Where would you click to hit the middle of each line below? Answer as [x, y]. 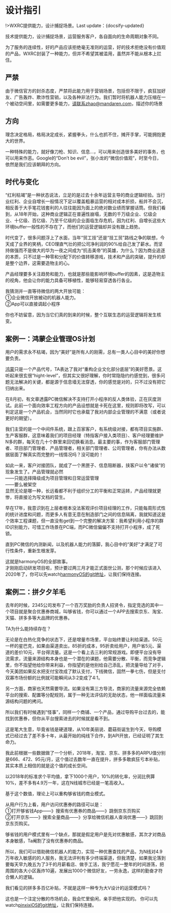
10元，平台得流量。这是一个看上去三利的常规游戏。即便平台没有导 [92, 652]
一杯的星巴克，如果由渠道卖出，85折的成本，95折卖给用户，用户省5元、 [81, 646]
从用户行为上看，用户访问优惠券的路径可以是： [54, 804]
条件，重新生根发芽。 [36, 551]
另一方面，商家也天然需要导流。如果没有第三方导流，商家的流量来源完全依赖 [85, 689]
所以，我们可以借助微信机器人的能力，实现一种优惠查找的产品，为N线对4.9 [84, 852]
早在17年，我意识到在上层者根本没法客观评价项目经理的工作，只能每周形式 [83, 508]
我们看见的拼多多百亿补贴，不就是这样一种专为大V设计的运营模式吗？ [78, 888]
